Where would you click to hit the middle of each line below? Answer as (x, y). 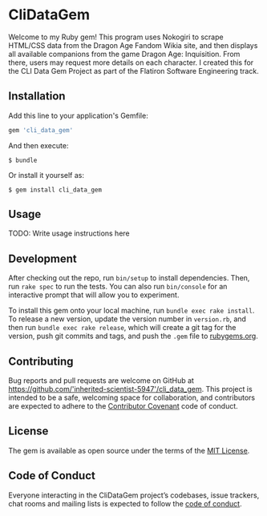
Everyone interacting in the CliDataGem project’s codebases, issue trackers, (134, 495)
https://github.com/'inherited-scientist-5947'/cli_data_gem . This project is (130, 389)
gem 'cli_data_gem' (41, 130)
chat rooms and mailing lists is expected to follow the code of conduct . (125, 503)
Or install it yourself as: (46, 175)
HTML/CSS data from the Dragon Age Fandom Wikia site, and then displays (133, 45)
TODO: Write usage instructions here (69, 233)
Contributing (41, 361)
